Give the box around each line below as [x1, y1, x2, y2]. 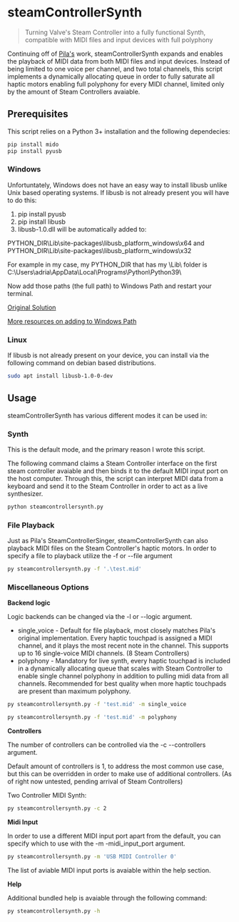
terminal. [7, 289, 34, 297]
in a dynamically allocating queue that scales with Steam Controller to [17, 664, 223, 673]
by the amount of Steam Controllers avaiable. [7, 87, 141, 96]
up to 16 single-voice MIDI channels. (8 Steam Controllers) [17, 649, 190, 658]
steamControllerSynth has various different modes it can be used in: [7, 411, 208, 420]
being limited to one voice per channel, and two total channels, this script [7, 64, 223, 73]
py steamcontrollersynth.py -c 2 [7, 805, 107, 812]
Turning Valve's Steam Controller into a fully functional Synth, [24, 28, 206, 36]
